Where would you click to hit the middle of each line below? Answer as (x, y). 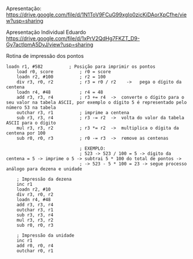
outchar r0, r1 (35, 251)
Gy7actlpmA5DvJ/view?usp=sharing (50, 44)
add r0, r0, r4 (35, 246)
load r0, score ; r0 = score (64, 72)
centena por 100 (26, 133)
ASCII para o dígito (31, 123)
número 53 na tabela (31, 108)
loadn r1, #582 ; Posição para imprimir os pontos (81, 67)
